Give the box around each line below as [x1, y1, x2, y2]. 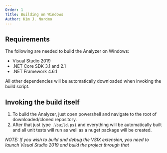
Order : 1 [5, 7, 23, 12]
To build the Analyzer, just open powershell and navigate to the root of [12, 111, 157, 117]
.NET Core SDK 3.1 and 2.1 [12, 63, 66, 69]
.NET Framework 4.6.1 [12, 68, 57, 75]
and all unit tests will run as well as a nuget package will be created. [12, 127, 152, 133]
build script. [5, 83, 30, 90]
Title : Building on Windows [5, 12, 64, 17]
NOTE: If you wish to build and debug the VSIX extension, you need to [5, 137, 149, 143]
